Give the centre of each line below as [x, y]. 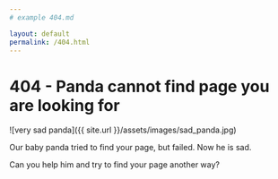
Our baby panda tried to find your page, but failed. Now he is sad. [130, 148]
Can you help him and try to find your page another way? [114, 165]
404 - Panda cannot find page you [139, 86]
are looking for [65, 105]
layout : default [39, 34]
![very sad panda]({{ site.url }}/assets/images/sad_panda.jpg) [123, 130]
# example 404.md [42, 17]
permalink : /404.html [50, 42]
